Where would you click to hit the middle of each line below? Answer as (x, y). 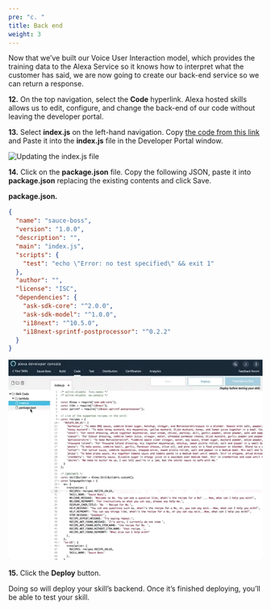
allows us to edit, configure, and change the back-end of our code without (132, 108)
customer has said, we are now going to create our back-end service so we (134, 75)
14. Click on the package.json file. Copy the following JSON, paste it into (130, 172)
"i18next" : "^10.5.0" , (61, 323)
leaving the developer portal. (56, 116)
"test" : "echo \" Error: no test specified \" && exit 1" (119, 263)
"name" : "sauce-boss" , (54, 221)
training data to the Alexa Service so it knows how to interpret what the (126, 67)
